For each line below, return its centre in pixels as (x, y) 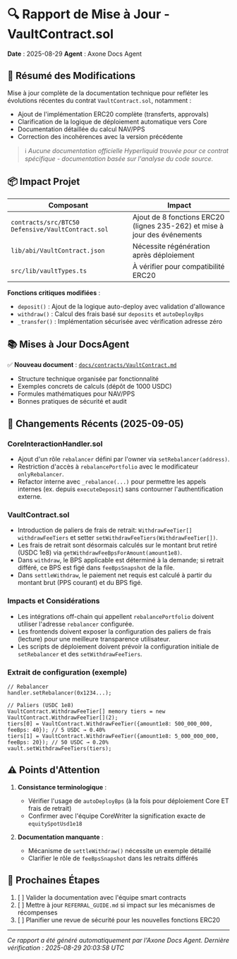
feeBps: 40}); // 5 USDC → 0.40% (56, 730)
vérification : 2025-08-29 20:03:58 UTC (66, 948)
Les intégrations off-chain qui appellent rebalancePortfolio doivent (115, 616)
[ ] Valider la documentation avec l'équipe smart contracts (102, 897)
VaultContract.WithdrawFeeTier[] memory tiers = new (86, 711)
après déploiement (164, 255)
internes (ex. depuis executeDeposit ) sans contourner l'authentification (120, 489)
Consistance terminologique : (62, 787)
